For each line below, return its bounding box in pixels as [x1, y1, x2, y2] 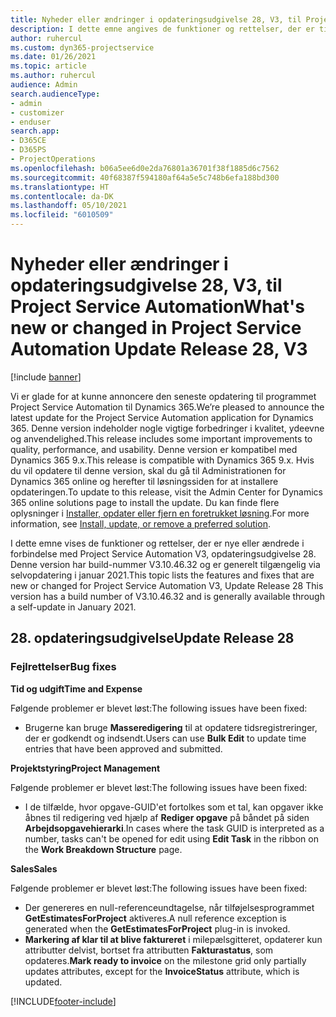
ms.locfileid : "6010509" [10, 210, 114, 220]
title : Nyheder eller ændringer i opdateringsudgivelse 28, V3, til [10, 14, 302, 25]
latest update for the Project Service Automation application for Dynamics [10, 411, 314, 423]
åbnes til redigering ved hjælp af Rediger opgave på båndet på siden [24, 811, 310, 823]
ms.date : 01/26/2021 [10, 52, 97, 62]
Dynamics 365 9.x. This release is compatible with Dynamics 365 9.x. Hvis [10, 454, 315, 466]
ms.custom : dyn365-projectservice [10, 42, 155, 53]
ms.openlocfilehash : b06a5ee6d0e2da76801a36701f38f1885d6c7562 [10, 163, 280, 173]
